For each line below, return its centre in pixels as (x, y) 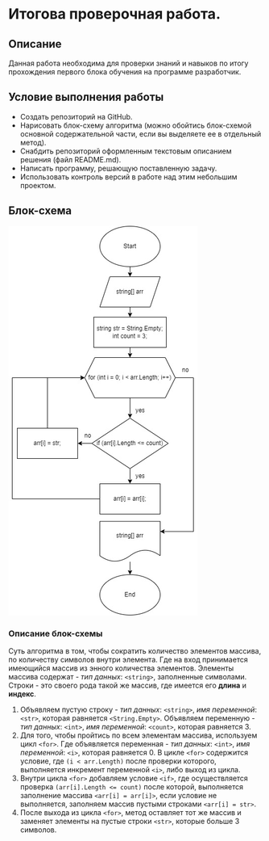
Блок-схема (40, 211)
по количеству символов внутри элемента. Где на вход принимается (128, 659)
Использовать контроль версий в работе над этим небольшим (128, 177)
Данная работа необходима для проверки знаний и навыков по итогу (128, 63)
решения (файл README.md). (70, 159)
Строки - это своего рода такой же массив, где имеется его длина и (128, 685)
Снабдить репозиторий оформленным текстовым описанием (126, 151)
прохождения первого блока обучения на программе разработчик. (125, 72)
